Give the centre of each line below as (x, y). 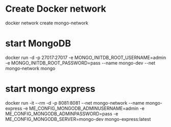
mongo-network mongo (30, 68)
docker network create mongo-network (47, 23)
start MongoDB (38, 43)
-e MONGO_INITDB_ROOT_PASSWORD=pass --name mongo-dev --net (80, 63)
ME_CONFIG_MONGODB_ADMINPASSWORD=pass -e (62, 114)
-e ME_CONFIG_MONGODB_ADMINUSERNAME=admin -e (83, 108)
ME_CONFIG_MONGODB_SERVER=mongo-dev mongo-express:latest (78, 119)
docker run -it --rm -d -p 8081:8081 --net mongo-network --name (75, 103)
